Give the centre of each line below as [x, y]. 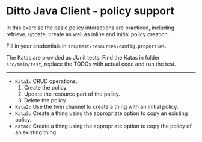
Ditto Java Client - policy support [90, 11]
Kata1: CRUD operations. [46, 81]
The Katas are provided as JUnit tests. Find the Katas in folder [83, 57]
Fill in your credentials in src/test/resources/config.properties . [86, 46]
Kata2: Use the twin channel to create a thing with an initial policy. [96, 106]
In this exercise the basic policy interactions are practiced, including [90, 28]
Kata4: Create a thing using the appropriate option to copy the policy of [103, 126]
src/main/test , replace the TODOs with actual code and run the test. [91, 64]
